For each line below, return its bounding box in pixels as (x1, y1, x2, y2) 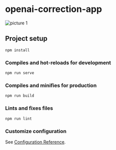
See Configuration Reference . (5, 139, 66, 145)
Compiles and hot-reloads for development (5, 59, 112, 66)
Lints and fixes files (5, 105, 54, 112)
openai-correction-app (5, 3, 103, 15)
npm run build (5, 93, 35, 98)
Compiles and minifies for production (5, 82, 97, 89)
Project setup (5, 34, 48, 43)
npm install (5, 47, 30, 53)
